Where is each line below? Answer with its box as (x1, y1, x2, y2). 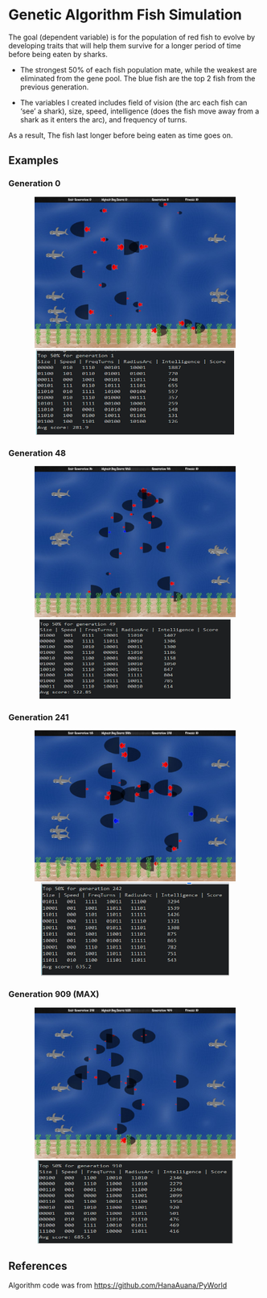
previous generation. (19, 82, 89, 92)
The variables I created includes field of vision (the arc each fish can (19, 97, 248, 107)
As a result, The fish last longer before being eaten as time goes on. (8, 130, 233, 140)
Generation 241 (8, 711, 69, 722)
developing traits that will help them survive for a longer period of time (8, 40, 241, 50)
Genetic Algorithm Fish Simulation (8, 6, 243, 24)
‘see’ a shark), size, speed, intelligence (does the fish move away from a (19, 106, 260, 116)
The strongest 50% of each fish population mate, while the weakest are (19, 64, 257, 74)
